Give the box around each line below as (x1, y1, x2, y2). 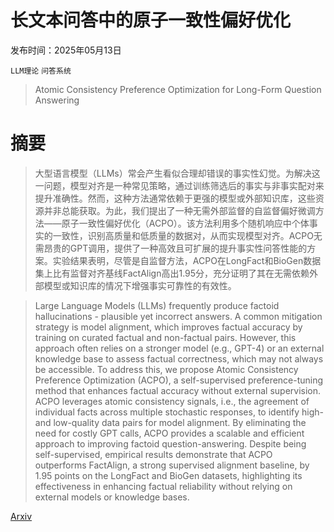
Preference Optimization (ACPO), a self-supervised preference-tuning (34, 374, 324, 386)
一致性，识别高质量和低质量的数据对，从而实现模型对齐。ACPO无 (52, 229, 323, 241)
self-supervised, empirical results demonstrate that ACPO (34, 448, 273, 460)
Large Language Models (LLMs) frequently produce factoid (34, 299, 280, 311)
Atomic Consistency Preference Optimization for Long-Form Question (34, 83, 322, 95)
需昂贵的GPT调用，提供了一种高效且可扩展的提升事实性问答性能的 (34, 242, 308, 254)
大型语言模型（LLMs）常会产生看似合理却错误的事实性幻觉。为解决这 (34, 167, 321, 179)
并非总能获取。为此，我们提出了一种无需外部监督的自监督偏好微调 (43, 204, 316, 216)
